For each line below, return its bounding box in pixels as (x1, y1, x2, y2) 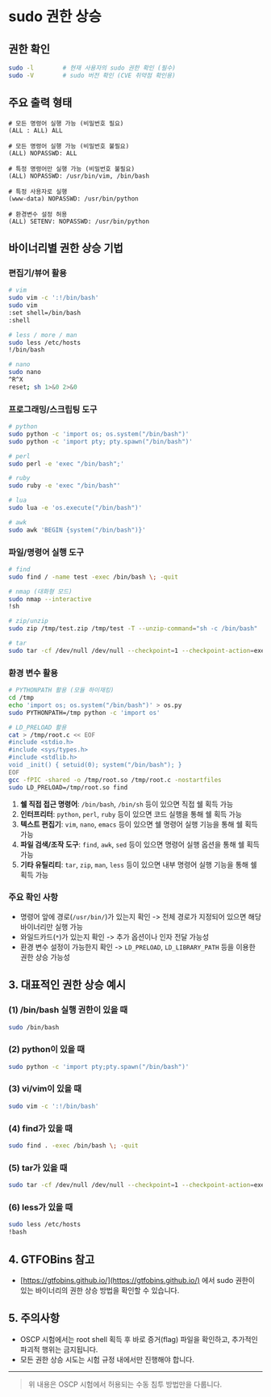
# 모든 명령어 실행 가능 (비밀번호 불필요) (8, 142, 130, 150)
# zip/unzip (8, 617, 48, 625)
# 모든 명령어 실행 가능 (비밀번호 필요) (8, 119, 124, 128)
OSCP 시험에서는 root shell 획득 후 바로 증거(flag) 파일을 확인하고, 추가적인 (19, 1334, 258, 1344)
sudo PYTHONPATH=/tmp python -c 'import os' (8, 709, 161, 717)
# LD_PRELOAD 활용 (8, 723, 67, 731)
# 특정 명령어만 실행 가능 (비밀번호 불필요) (8, 165, 135, 173)
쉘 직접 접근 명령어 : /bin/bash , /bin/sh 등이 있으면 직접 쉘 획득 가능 (19, 799, 234, 809)
